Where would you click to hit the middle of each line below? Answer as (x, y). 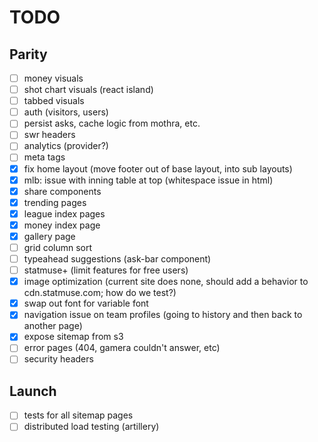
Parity (28, 54)
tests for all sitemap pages (78, 415)
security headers (58, 359)
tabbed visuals (54, 101)
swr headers (49, 135)
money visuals (53, 78)
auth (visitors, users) (66, 112)
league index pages (64, 213)
